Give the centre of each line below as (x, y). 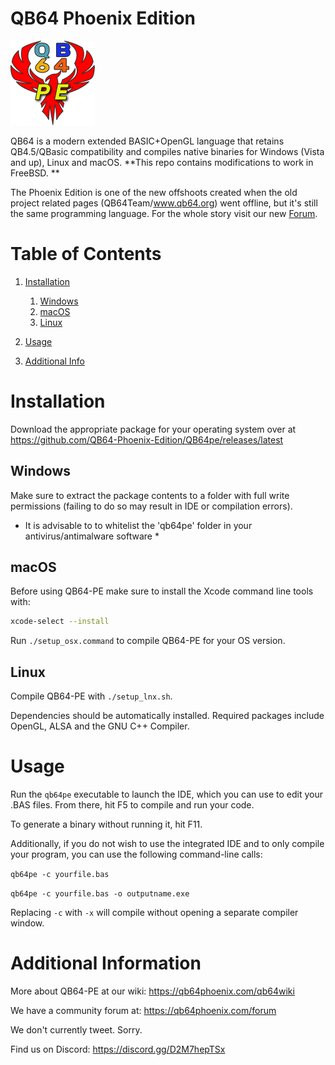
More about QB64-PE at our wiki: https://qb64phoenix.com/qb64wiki (152, 991)
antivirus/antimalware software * (92, 536)
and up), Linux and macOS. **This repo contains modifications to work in (162, 162)
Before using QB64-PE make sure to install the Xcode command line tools (162, 591)
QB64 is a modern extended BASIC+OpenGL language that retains (147, 141)
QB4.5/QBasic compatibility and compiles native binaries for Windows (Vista (167, 151)
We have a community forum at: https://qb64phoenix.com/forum (143, 1010)
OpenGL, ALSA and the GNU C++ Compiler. (100, 726)
